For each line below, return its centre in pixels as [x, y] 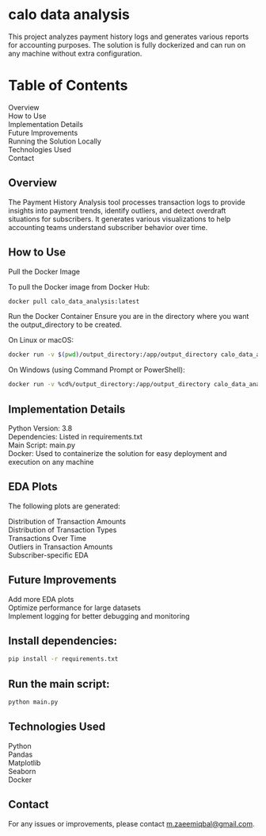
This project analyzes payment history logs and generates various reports [129, 36]
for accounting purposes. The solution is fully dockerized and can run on [127, 44]
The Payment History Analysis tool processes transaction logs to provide [127, 202]
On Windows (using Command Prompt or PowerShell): [97, 370]
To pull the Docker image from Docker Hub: [79, 286]
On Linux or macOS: [41, 340]
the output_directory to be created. [65, 325]
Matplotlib [25, 762]
